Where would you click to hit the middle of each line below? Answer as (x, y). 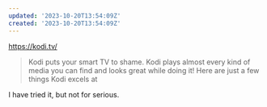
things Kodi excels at (63, 79)
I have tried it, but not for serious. (64, 94)
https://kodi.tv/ (33, 46)
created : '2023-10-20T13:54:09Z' (65, 23)
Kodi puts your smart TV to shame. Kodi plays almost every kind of (139, 62)
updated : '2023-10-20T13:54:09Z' (65, 16)
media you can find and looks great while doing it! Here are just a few (144, 70)
